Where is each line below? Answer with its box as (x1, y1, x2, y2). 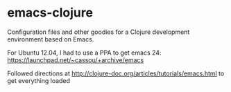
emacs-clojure (7, 5, 94, 21)
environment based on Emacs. (7, 35, 94, 43)
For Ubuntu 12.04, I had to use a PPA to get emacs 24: (7, 48, 162, 57)
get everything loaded (7, 76, 71, 84)
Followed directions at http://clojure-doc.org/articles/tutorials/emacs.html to (7, 69, 225, 77)
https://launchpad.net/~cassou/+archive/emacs (7, 55, 144, 64)
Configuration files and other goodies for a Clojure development (7, 28, 190, 36)
